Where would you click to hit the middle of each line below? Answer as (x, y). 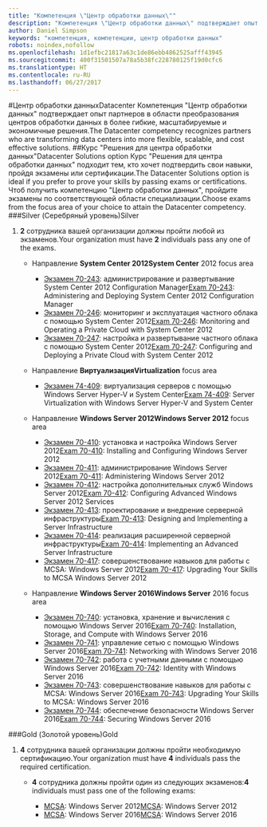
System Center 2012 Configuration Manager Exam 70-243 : (139, 287)
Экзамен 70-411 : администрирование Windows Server (135, 467)
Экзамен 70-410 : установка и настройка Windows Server (140, 442)
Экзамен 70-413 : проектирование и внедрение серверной (143, 510)
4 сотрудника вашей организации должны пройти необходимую (130, 750)
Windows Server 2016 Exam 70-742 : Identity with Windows (140, 668)
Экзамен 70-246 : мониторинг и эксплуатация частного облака (151, 313)
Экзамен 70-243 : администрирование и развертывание (139, 278)
